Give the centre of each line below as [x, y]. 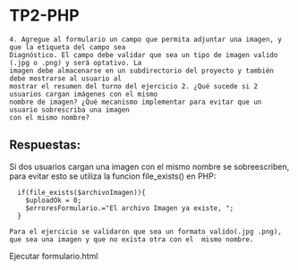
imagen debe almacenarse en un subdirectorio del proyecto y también [142, 71]
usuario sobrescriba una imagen [69, 110]
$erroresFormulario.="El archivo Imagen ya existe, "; [130, 208]
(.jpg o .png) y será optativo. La [76, 63]
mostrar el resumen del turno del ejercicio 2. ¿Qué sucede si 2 [133, 86]
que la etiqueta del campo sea [68, 47]
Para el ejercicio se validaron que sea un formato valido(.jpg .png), [145, 232]
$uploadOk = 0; [54, 200]
